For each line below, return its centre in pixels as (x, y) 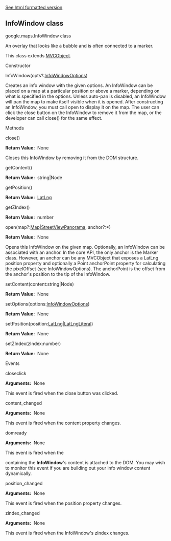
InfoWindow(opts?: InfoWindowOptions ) (46, 75)
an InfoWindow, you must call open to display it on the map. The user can (82, 107)
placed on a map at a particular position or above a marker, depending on (82, 91)
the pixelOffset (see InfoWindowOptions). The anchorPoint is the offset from (85, 269)
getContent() (19, 167)
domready (16, 432)
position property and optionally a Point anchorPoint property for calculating (86, 263)
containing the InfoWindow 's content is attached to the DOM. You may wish (85, 462)
